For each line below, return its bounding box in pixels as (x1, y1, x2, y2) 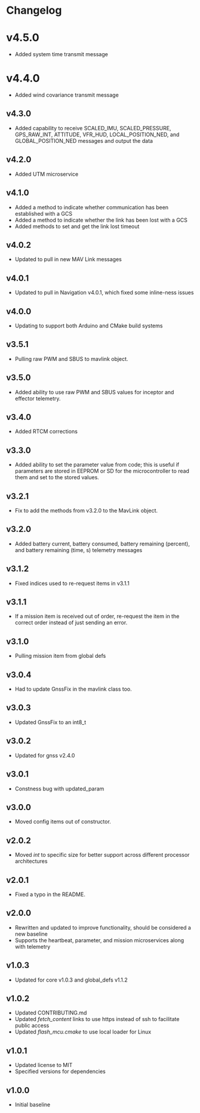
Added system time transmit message (14, 51, 109, 58)
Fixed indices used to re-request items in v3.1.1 (14, 580, 130, 587)
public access (14, 1022, 50, 1029)
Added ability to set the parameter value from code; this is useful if (14, 461, 180, 468)
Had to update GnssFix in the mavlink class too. (14, 685, 133, 693)
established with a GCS (14, 210, 73, 217)
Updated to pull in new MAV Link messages (14, 256, 122, 263)
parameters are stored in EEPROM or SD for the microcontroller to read (14, 467, 190, 475)
